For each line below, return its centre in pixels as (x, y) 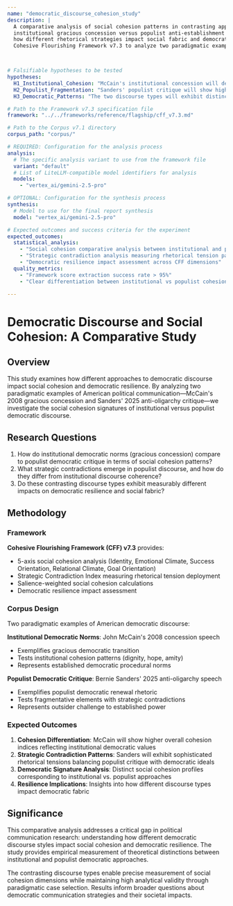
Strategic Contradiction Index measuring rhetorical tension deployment (119, 576)
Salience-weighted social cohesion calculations (85, 583)
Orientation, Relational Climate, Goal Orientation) (86, 568)
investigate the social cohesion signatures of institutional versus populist (111, 408)
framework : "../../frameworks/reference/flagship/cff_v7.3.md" (101, 115)
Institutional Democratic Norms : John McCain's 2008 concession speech (114, 637)
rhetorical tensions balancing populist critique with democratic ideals (116, 762)
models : (25, 179)
